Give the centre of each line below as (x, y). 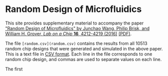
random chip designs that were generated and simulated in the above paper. (84, 48)
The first (14, 69)
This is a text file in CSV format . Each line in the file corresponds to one (79, 54)
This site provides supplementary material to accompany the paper (74, 23)
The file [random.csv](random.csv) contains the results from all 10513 (76, 43)
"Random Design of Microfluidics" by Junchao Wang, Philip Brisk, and (77, 28)
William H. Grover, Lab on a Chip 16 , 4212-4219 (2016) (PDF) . (68, 33)
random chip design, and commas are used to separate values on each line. (83, 59)
